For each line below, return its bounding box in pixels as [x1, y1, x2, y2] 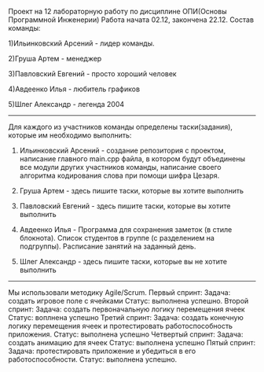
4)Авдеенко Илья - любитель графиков [8, 84, 140, 94]
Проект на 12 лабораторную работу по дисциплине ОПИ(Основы [8, 7, 227, 16]
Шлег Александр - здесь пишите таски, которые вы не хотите [19, 257, 228, 266]
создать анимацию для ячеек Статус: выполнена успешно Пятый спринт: [8, 338, 256, 347]
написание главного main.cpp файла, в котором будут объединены [19, 154, 246, 164]
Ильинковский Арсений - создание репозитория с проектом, [19, 145, 226, 155]
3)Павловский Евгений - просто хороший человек [8, 69, 177, 78]
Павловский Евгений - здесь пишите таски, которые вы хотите [19, 201, 231, 211]
